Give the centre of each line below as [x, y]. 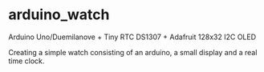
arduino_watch [59, 15]
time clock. [26, 61]
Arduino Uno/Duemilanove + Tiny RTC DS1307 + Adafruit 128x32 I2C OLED [132, 37]
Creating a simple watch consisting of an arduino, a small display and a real [133, 52]
